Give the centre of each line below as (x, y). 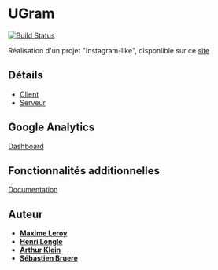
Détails (26, 75)
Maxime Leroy (43, 233)
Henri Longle (41, 242)
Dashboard (26, 146)
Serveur (32, 102)
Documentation (33, 190)
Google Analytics (52, 128)
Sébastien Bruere (49, 258)
